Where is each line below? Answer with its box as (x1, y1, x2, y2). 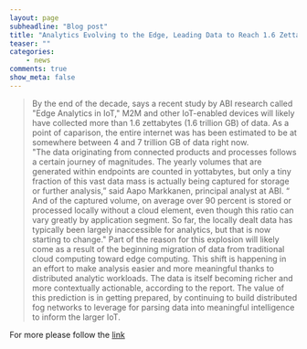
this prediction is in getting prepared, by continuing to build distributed (31, 291, 298, 302)
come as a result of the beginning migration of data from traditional (31, 243, 285, 254)
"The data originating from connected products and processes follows (31, 146, 297, 157)
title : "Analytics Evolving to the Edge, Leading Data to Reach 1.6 (9, 30, 276, 39)
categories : (9, 48, 55, 57)
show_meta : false (9, 73, 76, 82)
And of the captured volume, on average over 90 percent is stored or (31, 195, 292, 206)
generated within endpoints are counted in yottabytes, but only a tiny (31, 165, 292, 176)
